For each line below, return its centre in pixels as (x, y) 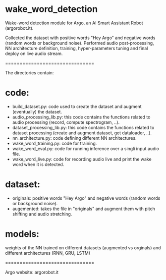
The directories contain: (29, 72)
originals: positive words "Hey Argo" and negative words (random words (86, 198)
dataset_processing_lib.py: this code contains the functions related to (83, 127)
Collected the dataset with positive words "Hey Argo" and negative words (80, 38)
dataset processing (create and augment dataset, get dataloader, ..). (82, 133)
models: (22, 234)
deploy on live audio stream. (34, 54)
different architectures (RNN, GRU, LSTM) (48, 253)
